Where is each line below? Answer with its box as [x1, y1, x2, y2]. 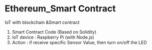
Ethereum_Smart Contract [5, 3, 116, 14]
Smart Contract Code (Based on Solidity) [12, 29, 97, 35]
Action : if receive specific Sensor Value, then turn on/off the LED [12, 39, 147, 45]
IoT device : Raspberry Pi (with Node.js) [12, 34, 94, 40]
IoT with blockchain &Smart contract [5, 19, 80, 25]
